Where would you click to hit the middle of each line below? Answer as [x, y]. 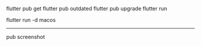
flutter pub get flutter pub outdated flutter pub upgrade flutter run [87, 9]
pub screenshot [26, 37]
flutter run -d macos [31, 20]
